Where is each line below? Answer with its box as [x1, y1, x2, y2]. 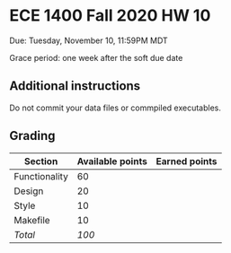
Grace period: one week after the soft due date [9, 52, 183, 63]
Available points [76, 154, 148, 167]
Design [13, 185, 44, 197]
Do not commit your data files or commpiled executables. [9, 102, 222, 113]
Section [23, 154, 58, 167]
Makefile [13, 214, 51, 226]
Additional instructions [9, 78, 141, 94]
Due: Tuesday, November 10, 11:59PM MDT [9, 35, 168, 46]
